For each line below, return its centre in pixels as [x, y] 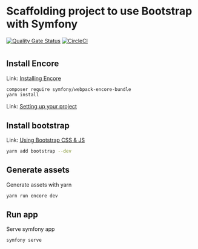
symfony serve [24, 241]
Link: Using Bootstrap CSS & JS [46, 140]
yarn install [23, 95]
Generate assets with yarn [39, 184]
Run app [22, 215]
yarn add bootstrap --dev [39, 151]
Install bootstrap [38, 125]
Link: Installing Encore [34, 78]
